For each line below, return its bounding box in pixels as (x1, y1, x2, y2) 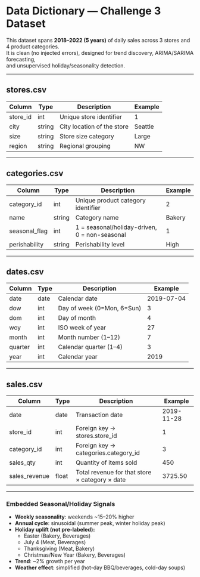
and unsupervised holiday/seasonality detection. (6, 61, 126, 69)
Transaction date (75, 411, 123, 419)
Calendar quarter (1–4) (58, 343, 123, 351)
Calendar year (58, 353, 98, 361)
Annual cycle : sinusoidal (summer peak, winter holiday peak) (14, 520, 165, 527)
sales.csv (6, 379, 43, 389)
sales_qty (9, 458, 36, 467)
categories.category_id (75, 449, 140, 457)
